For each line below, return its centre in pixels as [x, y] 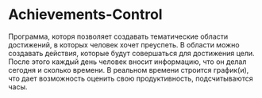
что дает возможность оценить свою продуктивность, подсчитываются [131, 78]
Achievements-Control [85, 15]
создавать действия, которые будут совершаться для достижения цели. [132, 53]
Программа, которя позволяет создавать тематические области [118, 36]
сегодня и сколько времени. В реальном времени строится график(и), [129, 70]
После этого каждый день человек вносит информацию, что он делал [127, 62]
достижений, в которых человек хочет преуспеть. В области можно [124, 44]
